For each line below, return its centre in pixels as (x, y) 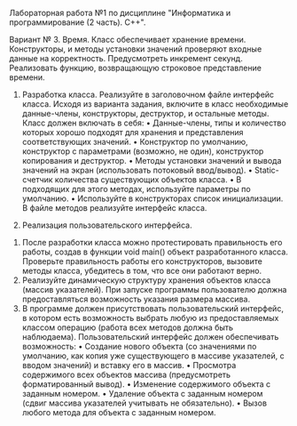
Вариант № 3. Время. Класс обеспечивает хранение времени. (128, 40)
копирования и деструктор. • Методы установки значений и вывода (152, 161)
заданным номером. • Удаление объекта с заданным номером (142, 394)
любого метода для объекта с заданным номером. (119, 412)
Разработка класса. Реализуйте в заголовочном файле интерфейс (148, 94)
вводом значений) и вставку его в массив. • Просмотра (129, 365)
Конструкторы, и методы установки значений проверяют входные (136, 49)
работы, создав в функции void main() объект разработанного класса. (155, 252)
